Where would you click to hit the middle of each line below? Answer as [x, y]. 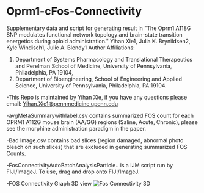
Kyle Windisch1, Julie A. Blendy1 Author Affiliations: [71, 48]
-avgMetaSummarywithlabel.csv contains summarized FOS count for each [100, 115]
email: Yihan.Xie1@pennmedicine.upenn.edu [62, 104]
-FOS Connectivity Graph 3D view [49, 183]
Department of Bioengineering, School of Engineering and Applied [98, 79]
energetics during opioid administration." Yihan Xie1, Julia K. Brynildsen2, [98, 41]
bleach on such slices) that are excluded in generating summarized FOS [97, 147]
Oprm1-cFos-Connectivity [74, 11]
